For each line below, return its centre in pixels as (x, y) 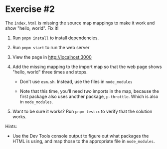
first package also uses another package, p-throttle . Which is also (89, 96)
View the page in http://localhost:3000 (52, 57)
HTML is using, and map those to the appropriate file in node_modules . (83, 141)
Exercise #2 (30, 9)
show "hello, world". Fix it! (32, 28)
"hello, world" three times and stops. (50, 72)
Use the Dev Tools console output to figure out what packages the (81, 136)
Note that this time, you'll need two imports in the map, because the (89, 91)
